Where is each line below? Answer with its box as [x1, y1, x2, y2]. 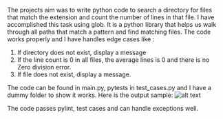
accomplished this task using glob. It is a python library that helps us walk [7, 21, 217, 28]
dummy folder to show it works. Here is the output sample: [7, 91, 173, 99]
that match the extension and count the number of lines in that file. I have [7, 13, 215, 21]
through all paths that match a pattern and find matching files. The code [7, 28, 211, 36]
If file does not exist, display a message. [17, 70, 131, 78]
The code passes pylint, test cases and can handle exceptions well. [7, 105, 198, 112]
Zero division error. [17, 63, 72, 71]
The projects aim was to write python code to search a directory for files [7, 6, 212, 14]
